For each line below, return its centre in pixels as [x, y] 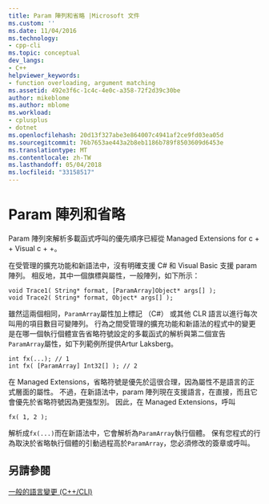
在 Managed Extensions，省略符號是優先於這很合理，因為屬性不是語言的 [128, 381]
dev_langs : [26, 61]
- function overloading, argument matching [82, 83]
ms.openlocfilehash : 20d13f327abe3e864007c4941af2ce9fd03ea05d [116, 135]
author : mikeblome [39, 98]
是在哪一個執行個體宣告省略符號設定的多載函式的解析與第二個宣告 [117, 333]
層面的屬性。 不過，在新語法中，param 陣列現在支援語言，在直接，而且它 [136, 392]
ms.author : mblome [39, 105]
